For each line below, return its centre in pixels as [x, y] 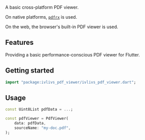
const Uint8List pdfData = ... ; [39, 110]
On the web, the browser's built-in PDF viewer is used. [62, 27]
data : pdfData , [30, 123]
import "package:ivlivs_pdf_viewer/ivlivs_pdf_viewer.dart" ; [71, 82]
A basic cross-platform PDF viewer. [42, 7]
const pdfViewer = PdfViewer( [37, 119]
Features [19, 43]
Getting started [30, 71]
